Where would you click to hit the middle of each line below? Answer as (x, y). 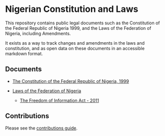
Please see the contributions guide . (41, 128)
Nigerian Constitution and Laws (72, 9)
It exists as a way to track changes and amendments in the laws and (75, 43)
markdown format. (24, 54)
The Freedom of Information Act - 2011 (59, 100)
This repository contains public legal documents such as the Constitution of (82, 23)
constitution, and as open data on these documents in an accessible (75, 48)
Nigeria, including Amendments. (38, 33)
